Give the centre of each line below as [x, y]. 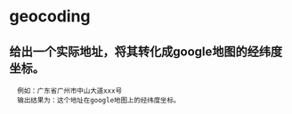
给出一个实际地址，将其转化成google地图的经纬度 [146, 51]
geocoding [50, 16]
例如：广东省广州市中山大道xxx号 [70, 91]
